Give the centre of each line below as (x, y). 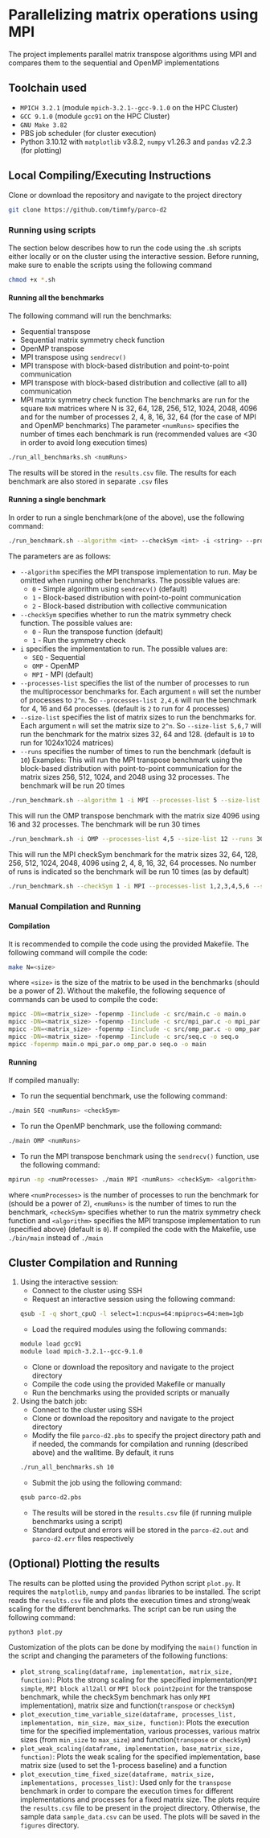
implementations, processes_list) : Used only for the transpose (125, 1782)
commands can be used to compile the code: (83, 999)
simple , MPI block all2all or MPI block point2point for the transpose (136, 1688)
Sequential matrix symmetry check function (92, 340)
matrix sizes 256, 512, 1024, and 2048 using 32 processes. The (125, 777)
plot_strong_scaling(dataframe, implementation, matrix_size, (126, 1672)
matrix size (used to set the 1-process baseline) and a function (123, 1766)
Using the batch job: (53, 1401)
